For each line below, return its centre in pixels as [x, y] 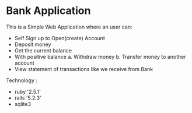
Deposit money [33, 44]
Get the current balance [43, 50]
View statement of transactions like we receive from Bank [84, 69]
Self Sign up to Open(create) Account [60, 38]
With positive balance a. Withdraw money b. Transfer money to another [100, 57]
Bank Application [48, 11]
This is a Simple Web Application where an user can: [69, 27]
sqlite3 [22, 104]
